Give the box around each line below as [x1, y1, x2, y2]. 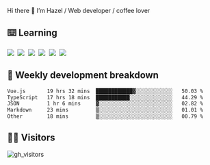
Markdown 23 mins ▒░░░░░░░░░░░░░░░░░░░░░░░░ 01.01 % [7, 107, 204, 114]
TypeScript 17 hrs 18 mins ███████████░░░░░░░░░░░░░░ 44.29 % [7, 94, 204, 101]
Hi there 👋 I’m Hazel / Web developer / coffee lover [7, 7, 150, 14]
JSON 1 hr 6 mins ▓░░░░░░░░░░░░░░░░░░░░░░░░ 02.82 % [7, 100, 204, 107]
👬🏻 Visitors [7, 132, 56, 144]
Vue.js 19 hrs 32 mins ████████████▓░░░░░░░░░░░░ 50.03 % [7, 88, 204, 94]
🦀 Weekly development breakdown [7, 69, 159, 81]
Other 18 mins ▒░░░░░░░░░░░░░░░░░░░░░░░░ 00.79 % [7, 113, 204, 120]
